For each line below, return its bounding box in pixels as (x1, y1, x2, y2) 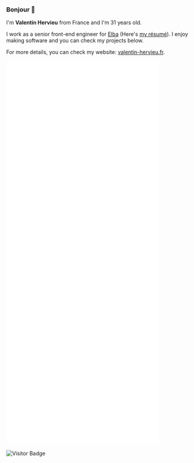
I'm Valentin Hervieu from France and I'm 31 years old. (6, 19, 142, 26)
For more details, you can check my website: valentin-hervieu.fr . (6, 49, 165, 56)
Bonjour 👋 (6, 5, 35, 14)
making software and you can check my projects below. (6, 37, 144, 44)
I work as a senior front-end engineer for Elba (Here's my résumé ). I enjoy (6, 31, 189, 38)
